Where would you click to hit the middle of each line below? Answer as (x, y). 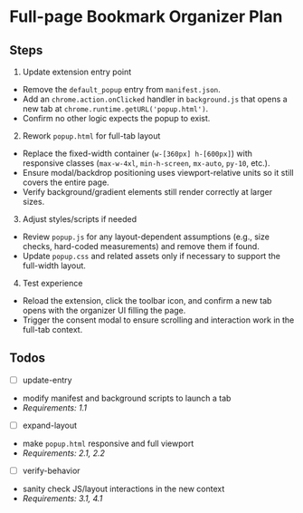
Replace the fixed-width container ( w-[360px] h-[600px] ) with (137, 153)
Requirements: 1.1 (55, 407)
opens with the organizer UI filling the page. (104, 310)
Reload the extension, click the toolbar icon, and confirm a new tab (147, 300)
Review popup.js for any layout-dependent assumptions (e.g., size (146, 237)
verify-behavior (51, 470)
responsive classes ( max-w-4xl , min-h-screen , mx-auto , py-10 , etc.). (146, 163)
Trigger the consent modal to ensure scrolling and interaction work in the (158, 320)
